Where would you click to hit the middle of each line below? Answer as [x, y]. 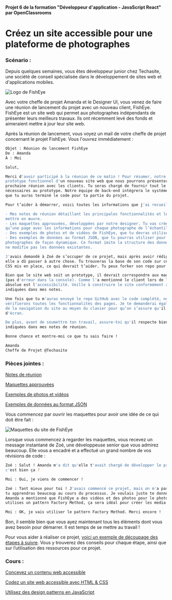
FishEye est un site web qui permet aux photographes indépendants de [81, 113]
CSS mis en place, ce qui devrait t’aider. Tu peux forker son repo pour [86, 266]
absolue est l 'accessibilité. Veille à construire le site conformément [84, 285]
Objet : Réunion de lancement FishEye [47, 148]
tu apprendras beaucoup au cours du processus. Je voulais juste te [80, 493]
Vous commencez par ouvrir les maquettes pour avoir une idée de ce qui [82, 414]
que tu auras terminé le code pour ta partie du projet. [67, 196]
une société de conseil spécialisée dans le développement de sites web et [83, 77]
